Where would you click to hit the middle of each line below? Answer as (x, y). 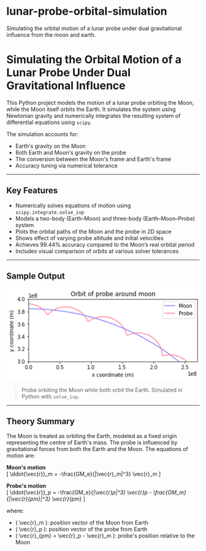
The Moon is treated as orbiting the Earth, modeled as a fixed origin (92, 436)
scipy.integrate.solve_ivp (50, 212)
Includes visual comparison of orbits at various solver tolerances (97, 251)
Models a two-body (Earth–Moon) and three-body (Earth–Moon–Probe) (105, 218)
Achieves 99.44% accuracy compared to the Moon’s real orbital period (105, 244)
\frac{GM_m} (170, 493)
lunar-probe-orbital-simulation (87, 11)
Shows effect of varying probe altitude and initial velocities (89, 238)
